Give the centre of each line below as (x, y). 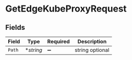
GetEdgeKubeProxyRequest (66, 9)
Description (92, 42)
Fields (15, 27)
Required (59, 42)
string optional (92, 50)
